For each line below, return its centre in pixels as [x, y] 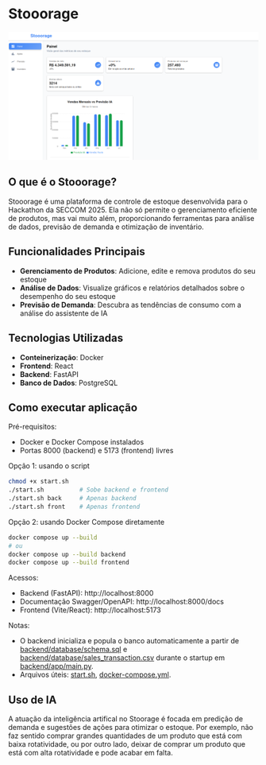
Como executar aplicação [73, 408]
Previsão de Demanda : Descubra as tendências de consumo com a [131, 305]
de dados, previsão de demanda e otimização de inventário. [106, 227]
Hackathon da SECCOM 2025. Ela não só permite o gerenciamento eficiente [133, 210]
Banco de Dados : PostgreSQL [69, 382]
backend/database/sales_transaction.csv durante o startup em [122, 658]
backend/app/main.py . [56, 666]
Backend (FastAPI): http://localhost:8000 [87, 593]
